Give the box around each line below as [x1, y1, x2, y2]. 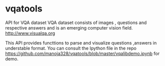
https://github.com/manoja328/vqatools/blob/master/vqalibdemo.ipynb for [5, 50, 160, 56]
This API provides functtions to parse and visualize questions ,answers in [5, 39, 157, 45]
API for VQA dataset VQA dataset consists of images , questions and [5, 19, 147, 25]
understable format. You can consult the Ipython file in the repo [5, 45, 137, 51]
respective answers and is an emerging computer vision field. [5, 24, 133, 30]
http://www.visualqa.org [5, 30, 55, 36]
